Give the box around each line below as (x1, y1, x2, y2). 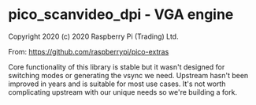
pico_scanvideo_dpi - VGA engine (8, 6, 234, 24)
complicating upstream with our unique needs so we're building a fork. (8, 87, 238, 96)
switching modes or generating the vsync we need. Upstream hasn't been (8, 70, 249, 80)
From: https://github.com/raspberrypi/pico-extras (8, 47, 169, 56)
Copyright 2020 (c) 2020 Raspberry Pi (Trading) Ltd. (8, 32, 179, 41)
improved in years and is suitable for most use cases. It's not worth (8, 79, 226, 88)
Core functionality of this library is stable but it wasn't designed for (8, 62, 225, 72)
